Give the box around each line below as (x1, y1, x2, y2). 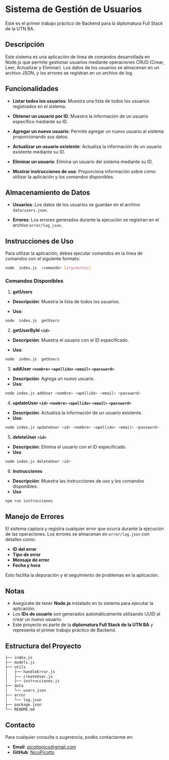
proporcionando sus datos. (12, 133, 69, 139)
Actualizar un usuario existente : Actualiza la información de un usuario (12, 143, 162, 150)
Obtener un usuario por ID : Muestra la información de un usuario (12, 113, 148, 119)
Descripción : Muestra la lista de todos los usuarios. (12, 299, 120, 305)
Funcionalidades (5, 84, 59, 93)
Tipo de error (12, 552, 41, 558)
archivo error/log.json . (12, 222, 63, 228)
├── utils (5, 664, 26, 670)
